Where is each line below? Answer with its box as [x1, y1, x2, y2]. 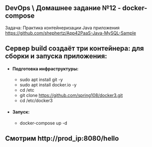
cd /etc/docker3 [19, 98, 53, 104]
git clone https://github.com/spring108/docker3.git [19, 92, 123, 98]
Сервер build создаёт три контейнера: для [5, 44, 144, 53]
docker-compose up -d [19, 120, 68, 126]
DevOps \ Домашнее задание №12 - [5, 4, 121, 12]
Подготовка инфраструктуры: [12, 66, 79, 72]
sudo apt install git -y [19, 76, 63, 83]
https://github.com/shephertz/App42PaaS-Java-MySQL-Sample [5, 30, 136, 36]
